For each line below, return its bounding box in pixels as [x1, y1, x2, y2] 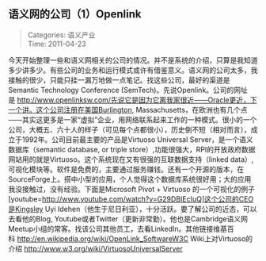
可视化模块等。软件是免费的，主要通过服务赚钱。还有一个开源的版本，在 [8, 164, 244, 174]
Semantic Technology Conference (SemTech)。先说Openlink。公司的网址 [8, 85, 248, 94]
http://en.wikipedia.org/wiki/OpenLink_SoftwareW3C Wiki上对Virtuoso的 [17, 233, 253, 244]
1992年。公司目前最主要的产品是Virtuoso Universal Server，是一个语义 [21, 134, 253, 144]
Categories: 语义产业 [27, 30, 96, 40]
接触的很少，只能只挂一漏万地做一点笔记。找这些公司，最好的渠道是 [8, 75, 230, 85]
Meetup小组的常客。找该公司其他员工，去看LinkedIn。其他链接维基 [8, 224, 228, 233]
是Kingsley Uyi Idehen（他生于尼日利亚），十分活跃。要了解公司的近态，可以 [8, 204, 257, 213]
